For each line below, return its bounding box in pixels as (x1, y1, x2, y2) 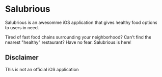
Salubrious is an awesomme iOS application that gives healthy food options (5, 19, 158, 25)
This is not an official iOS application (5, 66, 79, 72)
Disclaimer (5, 54, 39, 62)
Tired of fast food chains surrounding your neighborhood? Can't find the (5, 34, 152, 40)
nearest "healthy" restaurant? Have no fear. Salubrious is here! (5, 39, 132, 45)
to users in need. (5, 24, 39, 30)
